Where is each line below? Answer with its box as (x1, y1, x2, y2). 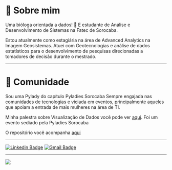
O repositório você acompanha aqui (5, 129, 81, 136)
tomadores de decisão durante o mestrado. (5, 53, 97, 60)
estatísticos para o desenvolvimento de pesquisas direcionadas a (5, 48, 143, 54)
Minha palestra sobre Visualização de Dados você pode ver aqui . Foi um (5, 114, 158, 120)
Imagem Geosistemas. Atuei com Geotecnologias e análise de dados (5, 42, 150, 48)
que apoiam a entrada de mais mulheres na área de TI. (5, 104, 120, 110)
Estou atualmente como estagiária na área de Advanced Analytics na (5, 37, 150, 43)
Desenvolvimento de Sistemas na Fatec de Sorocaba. (5, 27, 118, 33)
